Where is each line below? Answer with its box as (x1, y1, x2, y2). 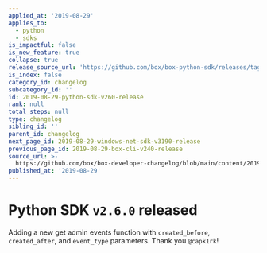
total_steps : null (8, 108, 69, 116)
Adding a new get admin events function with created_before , (8, 228, 211, 237)
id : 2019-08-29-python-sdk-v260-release (8, 93, 145, 101)
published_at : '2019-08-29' (8, 167, 102, 175)
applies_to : (8, 19, 48, 27)
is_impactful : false (8, 41, 77, 49)
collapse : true (8, 56, 59, 64)
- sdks (15, 33, 37, 42)
